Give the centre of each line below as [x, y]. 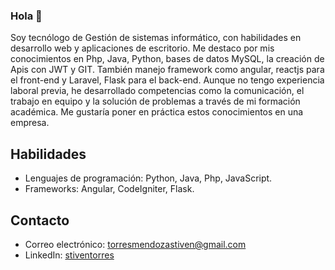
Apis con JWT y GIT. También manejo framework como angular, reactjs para [167, 70]
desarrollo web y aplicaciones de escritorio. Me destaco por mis [142, 48]
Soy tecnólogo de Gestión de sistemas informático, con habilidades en [156, 38]
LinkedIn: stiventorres [69, 255]
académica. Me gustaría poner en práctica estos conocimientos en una [157, 112]
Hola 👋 [26, 16]
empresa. [30, 123]
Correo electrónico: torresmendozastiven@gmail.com [135, 244]
